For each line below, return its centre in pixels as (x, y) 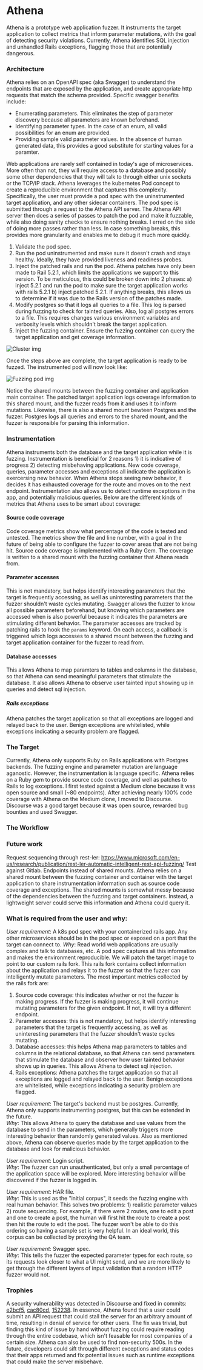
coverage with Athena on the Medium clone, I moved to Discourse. (89, 799)
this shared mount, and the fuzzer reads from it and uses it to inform (92, 404)
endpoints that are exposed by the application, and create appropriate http (99, 89)
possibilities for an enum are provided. (63, 133)
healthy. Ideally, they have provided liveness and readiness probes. (99, 260)
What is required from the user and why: (67, 918)
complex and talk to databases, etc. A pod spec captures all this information (101, 951)
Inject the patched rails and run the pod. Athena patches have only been (105, 266)
